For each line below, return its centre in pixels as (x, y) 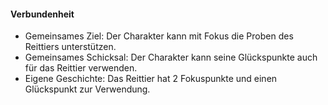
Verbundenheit (42, 14)
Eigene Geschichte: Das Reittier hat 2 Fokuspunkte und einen (151, 79)
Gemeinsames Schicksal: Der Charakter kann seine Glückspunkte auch (171, 57)
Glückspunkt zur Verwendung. (87, 89)
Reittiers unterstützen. (70, 47)
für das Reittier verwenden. (81, 68)
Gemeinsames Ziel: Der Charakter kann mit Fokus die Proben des (159, 36)
